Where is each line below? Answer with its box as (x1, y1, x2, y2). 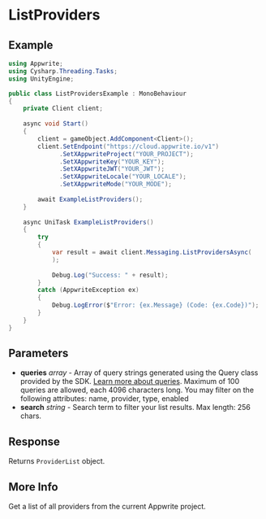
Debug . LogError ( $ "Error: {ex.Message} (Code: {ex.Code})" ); (51, 301, 260, 310)
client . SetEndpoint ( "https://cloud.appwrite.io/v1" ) (37, 142, 220, 150)
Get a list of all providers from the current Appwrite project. (8, 502, 207, 512)
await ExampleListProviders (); (37, 195, 144, 203)
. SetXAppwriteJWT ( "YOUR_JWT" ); (59, 165, 165, 173)
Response (8, 434, 61, 448)
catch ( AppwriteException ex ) (37, 286, 139, 294)
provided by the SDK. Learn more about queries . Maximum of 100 (19, 377, 240, 386)
